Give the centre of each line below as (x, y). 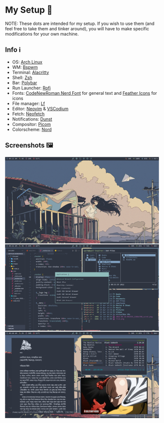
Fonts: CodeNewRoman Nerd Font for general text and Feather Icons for (84, 93)
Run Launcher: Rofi (31, 88)
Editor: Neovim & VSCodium (40, 108)
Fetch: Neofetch (28, 114)
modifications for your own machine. (42, 34)
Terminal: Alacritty (31, 72)
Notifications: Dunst (32, 119)
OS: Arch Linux (27, 62)
